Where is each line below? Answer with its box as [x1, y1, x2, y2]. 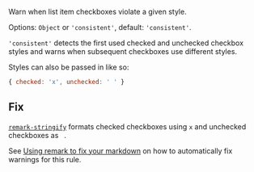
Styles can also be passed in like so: [8, 62, 129, 72]
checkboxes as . [8, 130, 66, 140]
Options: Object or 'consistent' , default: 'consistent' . [8, 23, 192, 31]
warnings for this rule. [8, 154, 82, 164]
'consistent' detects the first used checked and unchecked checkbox [8, 38, 244, 48]
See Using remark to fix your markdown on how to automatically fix [8, 145, 233, 156]
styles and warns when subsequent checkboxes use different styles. [8, 47, 237, 56]
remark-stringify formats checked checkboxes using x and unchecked [8, 121, 247, 132]
